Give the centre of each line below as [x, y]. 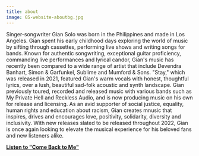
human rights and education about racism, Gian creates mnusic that [89, 110]
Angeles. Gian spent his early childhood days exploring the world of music [97, 40]
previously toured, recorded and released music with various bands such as [99, 91]
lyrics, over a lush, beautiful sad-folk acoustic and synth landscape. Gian [95, 85]
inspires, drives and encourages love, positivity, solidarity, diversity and [94, 116]
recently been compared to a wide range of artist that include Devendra [94, 65]
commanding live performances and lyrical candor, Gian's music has [90, 60]
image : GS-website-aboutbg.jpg [45, 17]
